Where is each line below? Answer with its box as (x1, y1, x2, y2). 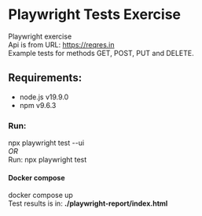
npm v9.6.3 (19, 100, 57, 110)
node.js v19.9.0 (19, 92, 69, 102)
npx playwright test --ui (8, 138, 85, 147)
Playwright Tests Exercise (8, 6, 182, 24)
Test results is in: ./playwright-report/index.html (8, 199, 168, 208)
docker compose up (8, 191, 73, 200)
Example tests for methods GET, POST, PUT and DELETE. (8, 48, 194, 58)
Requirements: (8, 71, 83, 84)
